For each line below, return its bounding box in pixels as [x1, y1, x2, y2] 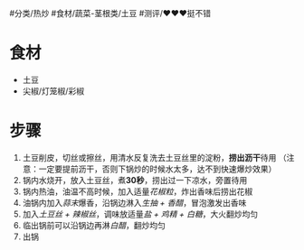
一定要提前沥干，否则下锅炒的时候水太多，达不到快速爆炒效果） [38, 163, 277, 174]
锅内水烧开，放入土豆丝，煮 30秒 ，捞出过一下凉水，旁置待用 [22, 174, 248, 185]
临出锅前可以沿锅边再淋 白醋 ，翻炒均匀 [22, 219, 166, 230]
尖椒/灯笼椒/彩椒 [22, 85, 84, 97]
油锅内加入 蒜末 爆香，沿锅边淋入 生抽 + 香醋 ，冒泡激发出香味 [22, 197, 247, 208]
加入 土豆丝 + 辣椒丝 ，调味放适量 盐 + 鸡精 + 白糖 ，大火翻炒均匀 [22, 208, 259, 219]
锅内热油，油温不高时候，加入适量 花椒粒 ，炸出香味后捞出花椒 [22, 186, 253, 197]
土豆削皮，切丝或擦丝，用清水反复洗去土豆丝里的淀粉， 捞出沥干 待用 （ [22, 152, 287, 162]
